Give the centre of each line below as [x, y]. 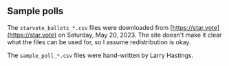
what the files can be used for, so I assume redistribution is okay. [99, 42]
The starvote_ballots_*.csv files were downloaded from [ [90, 27]
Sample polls [35, 11]
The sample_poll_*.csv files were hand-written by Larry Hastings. [100, 55]
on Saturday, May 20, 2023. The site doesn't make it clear [140, 35]
